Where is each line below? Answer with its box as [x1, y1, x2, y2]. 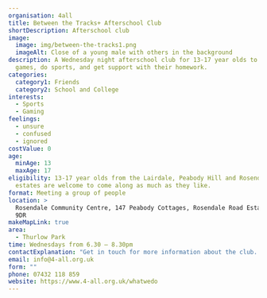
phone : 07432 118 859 [8, 270, 80, 278]
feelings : [8, 115, 41, 123]
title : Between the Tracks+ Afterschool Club [8, 19, 161, 27]
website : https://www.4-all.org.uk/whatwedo [8, 277, 158, 286]
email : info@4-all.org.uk [8, 255, 94, 263]
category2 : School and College [15, 85, 119, 94]
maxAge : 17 [15, 167, 52, 175]
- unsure [15, 122, 44, 130]
